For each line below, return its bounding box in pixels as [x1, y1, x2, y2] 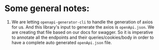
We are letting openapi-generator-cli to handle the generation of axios [11, 19, 153, 25]
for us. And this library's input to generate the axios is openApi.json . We [11, 24, 155, 30]
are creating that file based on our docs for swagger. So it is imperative [11, 29, 153, 35]
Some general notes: [4, 3, 90, 14]
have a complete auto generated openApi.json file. [11, 39, 112, 45]
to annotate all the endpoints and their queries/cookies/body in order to [11, 34, 154, 40]
